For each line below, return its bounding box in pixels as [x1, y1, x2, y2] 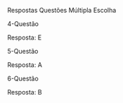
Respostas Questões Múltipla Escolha [7, 6, 117, 14]
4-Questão [7, 20, 39, 28]
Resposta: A [7, 61, 42, 69]
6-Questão [7, 74, 39, 83]
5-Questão [7, 47, 39, 55]
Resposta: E [7, 33, 42, 42]
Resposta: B [7, 88, 42, 96]
